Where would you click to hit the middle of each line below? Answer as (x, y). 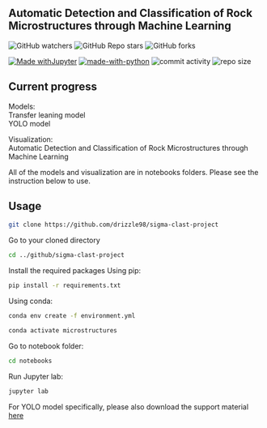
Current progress (53, 87)
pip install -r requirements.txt (65, 286)
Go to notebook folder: (46, 346)
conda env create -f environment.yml (72, 316)
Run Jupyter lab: (36, 376)
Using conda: (31, 301)
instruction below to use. (50, 181)
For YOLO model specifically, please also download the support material (129, 407)
